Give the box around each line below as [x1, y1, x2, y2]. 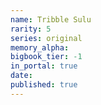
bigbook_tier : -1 [10, 52, 83, 62]
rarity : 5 [10, 24, 52, 34]
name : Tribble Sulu [10, 14, 92, 25]
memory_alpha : [10, 42, 70, 53]
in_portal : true [10, 61, 78, 71]
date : [10, 71, 33, 81]
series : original [10, 33, 83, 43]
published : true [10, 80, 78, 90]
